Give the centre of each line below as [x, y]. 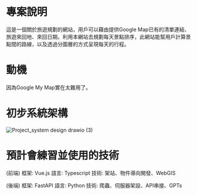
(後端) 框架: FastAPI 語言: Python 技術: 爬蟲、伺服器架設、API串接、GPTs [94, 185]
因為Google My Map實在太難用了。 [48, 87]
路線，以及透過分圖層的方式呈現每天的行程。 [75, 44]
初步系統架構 [37, 114]
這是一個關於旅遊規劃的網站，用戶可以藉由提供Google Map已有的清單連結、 [98, 29]
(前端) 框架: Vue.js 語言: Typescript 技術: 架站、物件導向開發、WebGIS [91, 173]
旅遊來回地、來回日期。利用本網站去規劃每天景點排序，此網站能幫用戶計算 [96, 36]
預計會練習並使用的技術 [63, 156]
